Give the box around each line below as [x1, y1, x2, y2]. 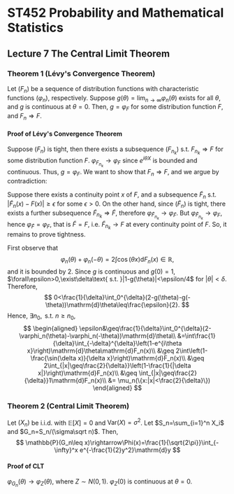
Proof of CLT [7, 462, 45, 470]
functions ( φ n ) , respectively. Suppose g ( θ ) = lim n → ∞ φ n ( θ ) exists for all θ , [7, 93, 221, 104]
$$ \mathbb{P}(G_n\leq [15, 439, 83, 447]
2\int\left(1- [175, 346, 208, 355]
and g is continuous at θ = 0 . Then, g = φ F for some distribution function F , [7, 103, 224, 113]
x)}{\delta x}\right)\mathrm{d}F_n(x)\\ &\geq [78, 354, 205, 362]
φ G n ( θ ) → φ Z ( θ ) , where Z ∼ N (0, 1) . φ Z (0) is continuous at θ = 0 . [7, 477, 193, 488]
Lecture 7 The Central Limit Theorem [7, 48, 170, 59]
